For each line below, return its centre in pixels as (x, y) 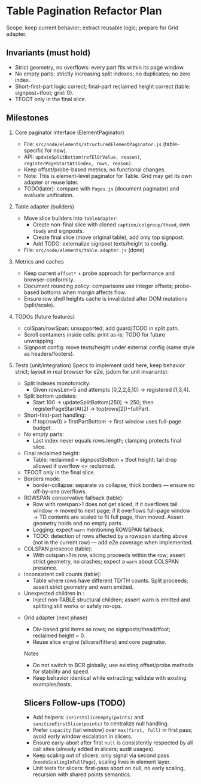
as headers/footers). (49, 353)
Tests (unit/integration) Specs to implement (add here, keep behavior (100, 365)
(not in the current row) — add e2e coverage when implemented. (113, 542)
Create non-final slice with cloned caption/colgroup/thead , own (111, 224)
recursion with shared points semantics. (82, 774)
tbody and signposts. (58, 231)
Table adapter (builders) (45, 206)
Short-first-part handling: (55, 415)
